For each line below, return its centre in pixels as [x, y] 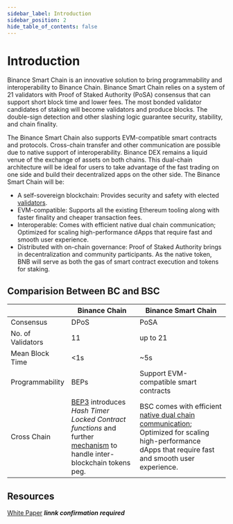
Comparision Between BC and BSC [84, 291]
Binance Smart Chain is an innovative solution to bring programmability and [115, 80]
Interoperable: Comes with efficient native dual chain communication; [116, 225]
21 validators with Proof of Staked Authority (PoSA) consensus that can [109, 95]
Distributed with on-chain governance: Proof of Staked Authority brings [119, 247]
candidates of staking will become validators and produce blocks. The [107, 110]
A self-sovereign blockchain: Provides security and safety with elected [118, 196]
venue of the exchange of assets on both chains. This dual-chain [100, 160]
